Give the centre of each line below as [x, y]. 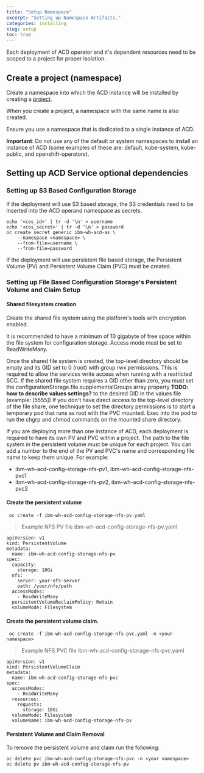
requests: [30, 705]
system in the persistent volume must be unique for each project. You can [99, 444]
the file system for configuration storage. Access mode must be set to [94, 342]
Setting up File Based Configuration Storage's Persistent [92, 282]
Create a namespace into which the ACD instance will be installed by [92, 92]
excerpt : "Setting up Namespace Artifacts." [64, 18]
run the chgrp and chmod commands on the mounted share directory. [94, 419]
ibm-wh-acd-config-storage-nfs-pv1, [62, 469]
